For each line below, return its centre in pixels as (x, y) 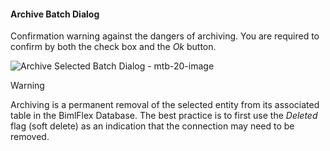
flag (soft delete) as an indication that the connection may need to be (152, 126)
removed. (30, 137)
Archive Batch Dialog (55, 14)
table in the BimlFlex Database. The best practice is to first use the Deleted (164, 116)
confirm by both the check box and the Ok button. (113, 47)
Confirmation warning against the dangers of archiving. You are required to (165, 36)
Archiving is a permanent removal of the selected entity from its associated (165, 105)
